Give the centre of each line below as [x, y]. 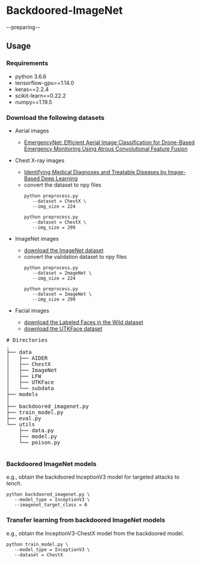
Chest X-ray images [40, 160]
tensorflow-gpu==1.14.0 [44, 82]
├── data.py [36, 430]
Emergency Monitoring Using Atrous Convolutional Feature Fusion [106, 149]
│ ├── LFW [24, 376]
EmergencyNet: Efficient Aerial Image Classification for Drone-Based [109, 142]
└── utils [20, 424]
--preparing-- [23, 27]
